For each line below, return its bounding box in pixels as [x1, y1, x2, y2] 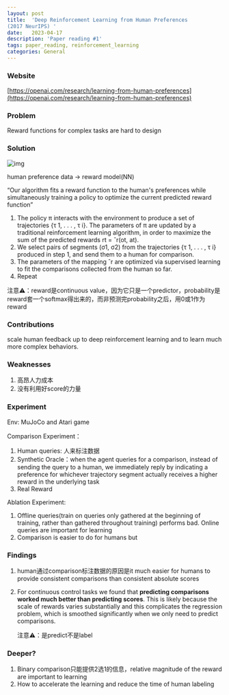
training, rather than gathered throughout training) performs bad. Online [16, 519, 219, 527]
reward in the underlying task [16, 478, 100, 486]
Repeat [16, 272, 38, 280]
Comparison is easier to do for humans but [16, 533, 138, 541]
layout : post [7, 10, 44, 17]
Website [7, 71, 36, 80]
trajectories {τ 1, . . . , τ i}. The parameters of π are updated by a [16, 221, 196, 229]
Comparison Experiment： [7, 432, 82, 440]
